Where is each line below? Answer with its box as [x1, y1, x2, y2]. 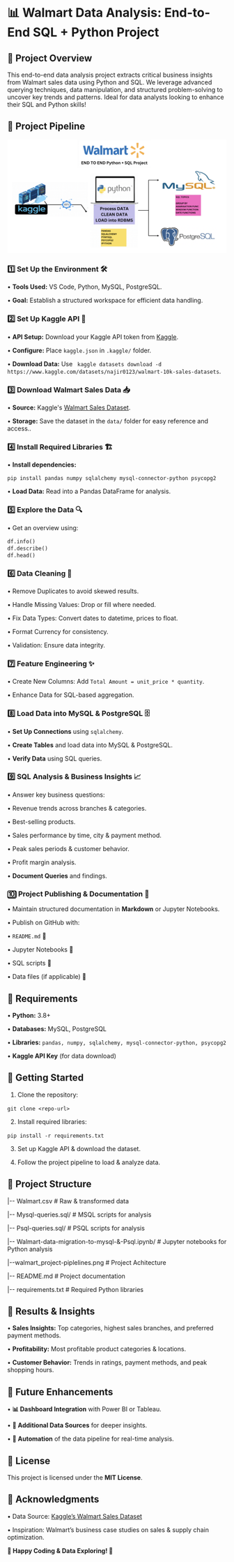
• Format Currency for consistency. [7, 627, 109, 636]
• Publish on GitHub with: [7, 918, 80, 927]
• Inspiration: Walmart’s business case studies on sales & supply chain [7, 1525, 209, 1534]
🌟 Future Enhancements [7, 1385, 114, 1398]
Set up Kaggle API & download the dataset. [17, 1144, 141, 1152]
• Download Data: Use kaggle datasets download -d [7, 359, 162, 368]
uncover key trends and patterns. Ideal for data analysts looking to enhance [7, 93, 224, 101]
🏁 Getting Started [7, 1072, 84, 1084]
